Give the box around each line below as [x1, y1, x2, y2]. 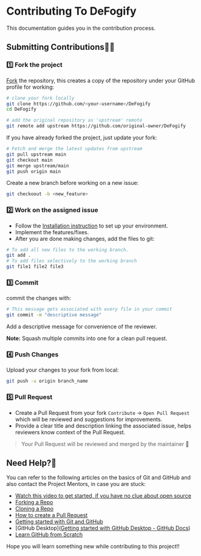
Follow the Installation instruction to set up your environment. [15, 222, 168, 229]
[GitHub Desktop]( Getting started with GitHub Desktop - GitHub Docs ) [15, 524, 191, 532]
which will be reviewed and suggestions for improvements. [15, 415, 163, 423]
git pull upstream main [6, 151, 67, 158]
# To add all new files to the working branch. [6, 246, 129, 253]
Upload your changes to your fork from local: [6, 366, 119, 374]
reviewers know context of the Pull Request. [15, 428, 126, 436]
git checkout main [6, 157, 53, 163]
